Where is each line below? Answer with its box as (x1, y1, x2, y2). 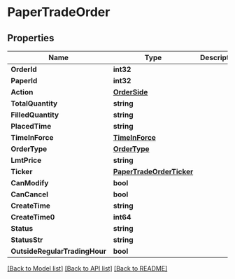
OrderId (10, 64, 37, 74)
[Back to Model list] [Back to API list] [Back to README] (7, 264, 168, 273)
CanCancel (10, 189, 49, 199)
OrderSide (113, 87, 148, 96)
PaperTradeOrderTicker (113, 167, 194, 176)
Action (10, 87, 34, 96)
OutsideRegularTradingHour (10, 246, 107, 256)
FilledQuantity (10, 110, 59, 120)
